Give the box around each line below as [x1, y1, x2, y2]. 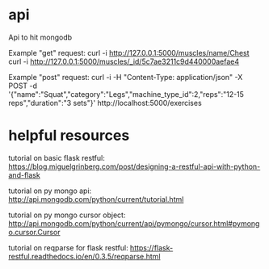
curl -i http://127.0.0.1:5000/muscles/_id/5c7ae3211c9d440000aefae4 [8, 57, 240, 66]
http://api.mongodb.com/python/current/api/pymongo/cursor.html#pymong [8, 218, 260, 228]
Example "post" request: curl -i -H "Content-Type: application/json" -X [8, 72, 243, 82]
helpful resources [8, 127, 130, 145]
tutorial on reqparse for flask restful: [8, 242, 128, 252]
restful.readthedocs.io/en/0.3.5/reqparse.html [8, 251, 161, 261]
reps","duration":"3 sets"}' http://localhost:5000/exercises [8, 98, 202, 107]
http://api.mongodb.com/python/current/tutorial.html [8, 194, 184, 204]
